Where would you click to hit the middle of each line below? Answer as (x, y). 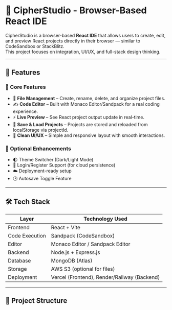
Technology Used (106, 219)
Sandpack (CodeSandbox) (83, 235)
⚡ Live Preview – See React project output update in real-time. (79, 117)
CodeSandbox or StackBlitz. (35, 46)
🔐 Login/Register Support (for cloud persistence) (64, 165)
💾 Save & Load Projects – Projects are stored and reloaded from (80, 124)
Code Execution (27, 235)
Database (19, 260)
